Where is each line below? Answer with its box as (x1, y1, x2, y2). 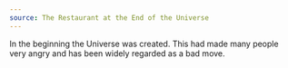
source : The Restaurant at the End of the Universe (9, 13, 209, 23)
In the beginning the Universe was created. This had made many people (9, 38, 279, 49)
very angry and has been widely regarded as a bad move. (9, 47, 225, 59)
